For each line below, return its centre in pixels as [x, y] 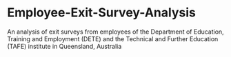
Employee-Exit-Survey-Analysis [102, 13]
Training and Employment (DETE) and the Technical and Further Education [113, 38]
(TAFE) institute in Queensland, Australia [64, 46]
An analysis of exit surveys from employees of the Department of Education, [115, 32]
